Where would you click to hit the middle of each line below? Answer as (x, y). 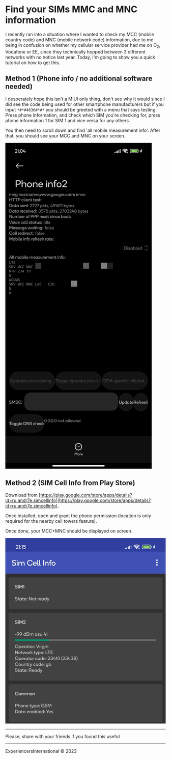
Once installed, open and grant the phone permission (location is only (78, 516)
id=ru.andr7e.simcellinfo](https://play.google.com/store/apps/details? (78, 500)
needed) (19, 87)
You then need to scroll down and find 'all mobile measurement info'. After (83, 130)
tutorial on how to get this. (33, 63)
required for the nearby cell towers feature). (51, 521)
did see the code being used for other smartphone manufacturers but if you (84, 104)
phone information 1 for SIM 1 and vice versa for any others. (68, 120)
